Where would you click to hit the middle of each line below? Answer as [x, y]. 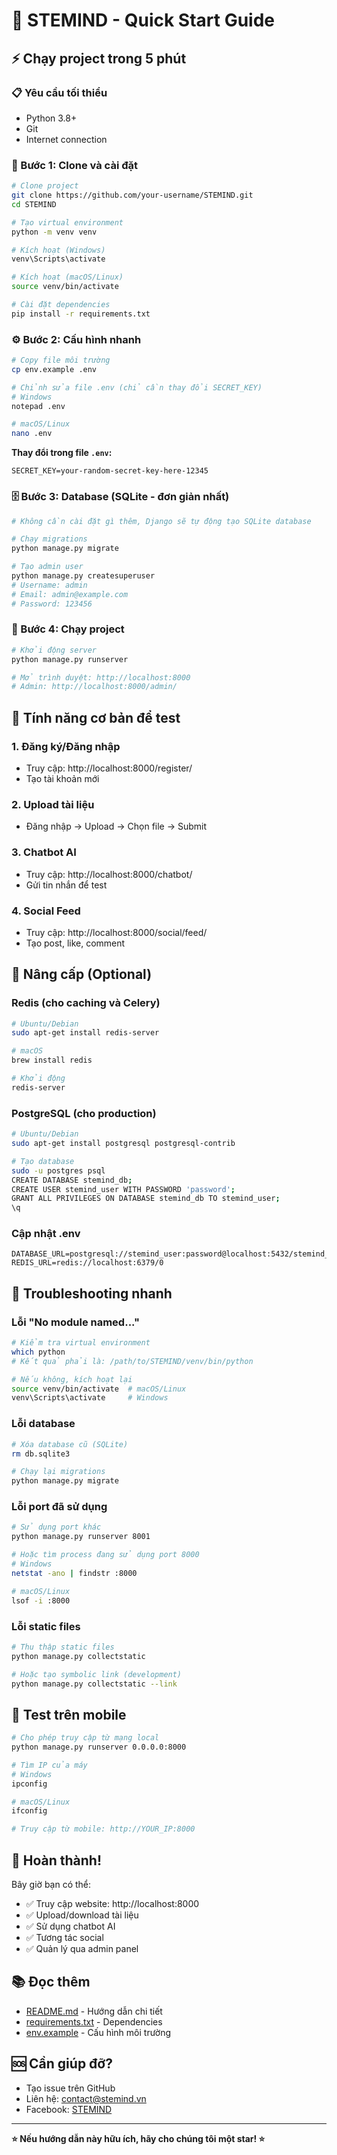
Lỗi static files [46, 1626]
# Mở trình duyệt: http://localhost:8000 [101, 677]
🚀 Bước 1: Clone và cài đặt [75, 165]
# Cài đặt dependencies [61, 305]
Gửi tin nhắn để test [66, 885]
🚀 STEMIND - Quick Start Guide [143, 20]
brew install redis [52, 1060]
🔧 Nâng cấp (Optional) [82, 974]
